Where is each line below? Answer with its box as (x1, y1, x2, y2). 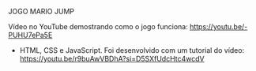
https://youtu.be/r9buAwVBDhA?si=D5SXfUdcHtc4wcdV (19, 54, 205, 63)
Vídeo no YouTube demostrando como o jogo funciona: (8, 22, 188, 31)
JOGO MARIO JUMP (8, 7, 75, 16)
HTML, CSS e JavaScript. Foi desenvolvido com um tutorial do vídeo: (19, 46, 245, 54)
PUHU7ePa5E (8, 31, 53, 39)
